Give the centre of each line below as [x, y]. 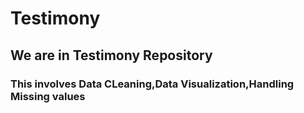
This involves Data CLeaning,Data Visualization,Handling [152, 84]
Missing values [48, 96]
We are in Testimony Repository [111, 55]
